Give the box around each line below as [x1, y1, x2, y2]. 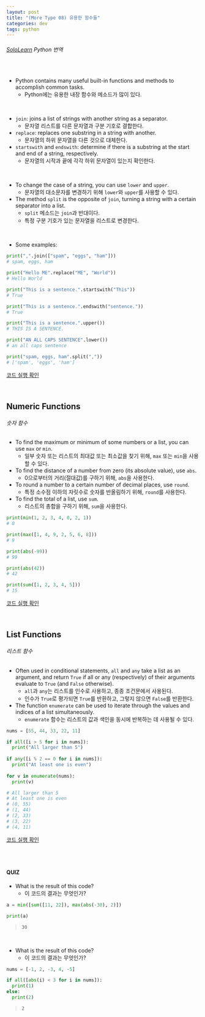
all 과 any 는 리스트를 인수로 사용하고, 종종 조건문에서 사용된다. [24, 687, 173, 694]
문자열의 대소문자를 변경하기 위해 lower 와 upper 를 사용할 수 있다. [24, 188, 179, 196]
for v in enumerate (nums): [6, 773, 75, 779]
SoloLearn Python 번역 [6, 45, 63, 53]
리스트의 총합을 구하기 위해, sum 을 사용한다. [24, 502, 127, 510]
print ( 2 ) [12, 994, 34, 1000]
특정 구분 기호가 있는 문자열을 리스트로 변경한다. [24, 217, 139, 225]
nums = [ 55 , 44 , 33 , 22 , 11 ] [6, 727, 81, 734]
